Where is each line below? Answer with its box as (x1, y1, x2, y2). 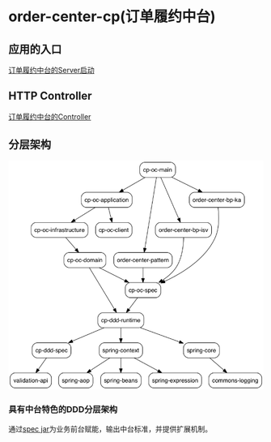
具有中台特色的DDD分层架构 (8, 404, 118, 415)
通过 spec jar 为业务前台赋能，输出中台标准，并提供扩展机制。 (8, 423, 213, 434)
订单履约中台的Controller (8, 111, 91, 122)
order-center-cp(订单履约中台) (8, 7, 216, 26)
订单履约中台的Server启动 (8, 66, 95, 75)
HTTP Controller (8, 89, 92, 103)
